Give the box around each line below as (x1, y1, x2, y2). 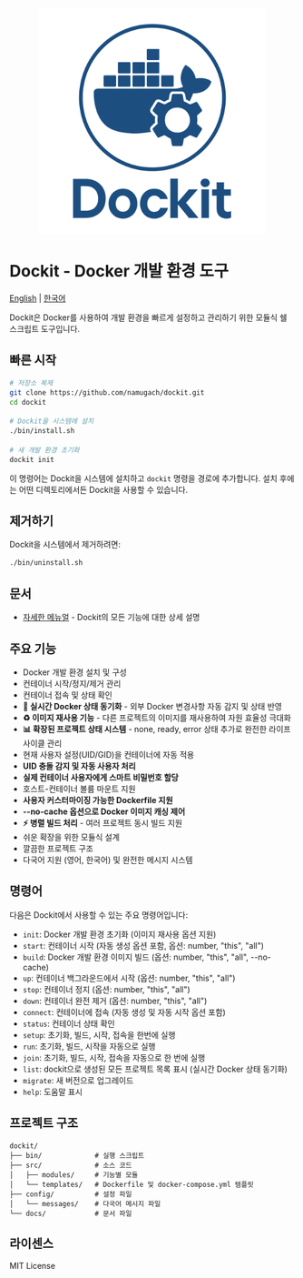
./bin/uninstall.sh (9, 558, 83, 568)
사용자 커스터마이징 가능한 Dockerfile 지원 (22, 794, 174, 805)
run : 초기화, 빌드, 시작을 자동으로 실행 (22, 1041, 156, 1052)
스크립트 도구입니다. (9, 323, 80, 334)
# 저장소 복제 (9, 378, 54, 387)
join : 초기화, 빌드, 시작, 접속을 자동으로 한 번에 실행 (22, 1052, 206, 1062)
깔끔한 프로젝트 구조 (22, 842, 93, 853)
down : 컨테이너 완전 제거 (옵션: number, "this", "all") (22, 995, 208, 1006)
